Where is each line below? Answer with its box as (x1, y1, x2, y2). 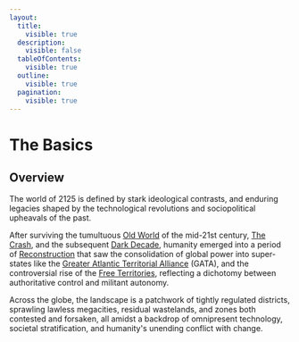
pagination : (17, 88, 62, 96)
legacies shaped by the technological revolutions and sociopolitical (9, 203, 256, 214)
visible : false (25, 46, 82, 55)
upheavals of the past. (9, 213, 92, 223)
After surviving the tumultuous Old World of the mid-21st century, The (9, 229, 266, 241)
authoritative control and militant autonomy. (9, 278, 170, 288)
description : (17, 38, 66, 47)
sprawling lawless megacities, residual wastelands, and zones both (9, 304, 256, 315)
